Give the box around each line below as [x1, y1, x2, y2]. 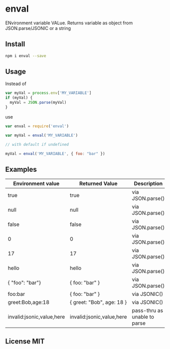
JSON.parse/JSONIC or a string [5, 25, 71, 31]
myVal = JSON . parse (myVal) [10, 100, 67, 105]
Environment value [13, 180, 60, 187]
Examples [5, 165, 37, 174]
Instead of [5, 81, 27, 87]
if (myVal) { [5, 95, 33, 100]
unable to [132, 314, 154, 321]
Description [134, 180, 163, 187]
